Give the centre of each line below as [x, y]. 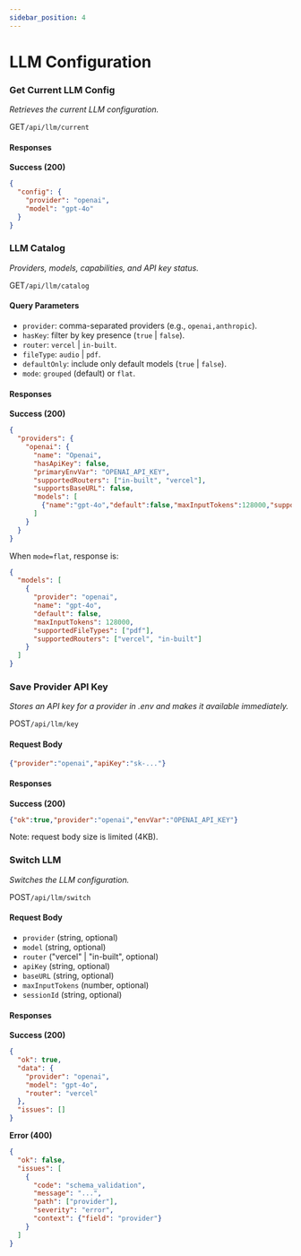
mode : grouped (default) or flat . [79, 374]
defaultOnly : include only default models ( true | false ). [124, 364]
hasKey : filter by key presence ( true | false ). [103, 335]
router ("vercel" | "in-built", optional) [90, 957]
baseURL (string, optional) [68, 975]
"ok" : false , [42, 1160]
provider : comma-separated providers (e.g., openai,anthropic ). [140, 326]
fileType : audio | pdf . [61, 354]
